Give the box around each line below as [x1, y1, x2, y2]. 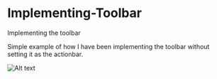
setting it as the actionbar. [7, 50, 84, 58]
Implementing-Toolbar [7, 5, 142, 21]
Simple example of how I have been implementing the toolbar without [7, 42, 210, 51]
